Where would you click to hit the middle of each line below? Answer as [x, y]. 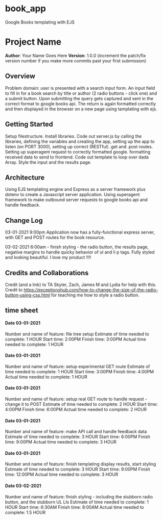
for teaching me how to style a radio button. [95, 295]
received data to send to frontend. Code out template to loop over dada [77, 157]
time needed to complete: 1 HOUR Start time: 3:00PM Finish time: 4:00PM [80, 371]
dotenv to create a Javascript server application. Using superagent [72, 195]
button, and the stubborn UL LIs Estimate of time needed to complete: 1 [77, 502]
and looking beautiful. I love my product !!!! [48, 258]
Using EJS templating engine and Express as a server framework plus [75, 189]
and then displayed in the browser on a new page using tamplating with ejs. [81, 109]
